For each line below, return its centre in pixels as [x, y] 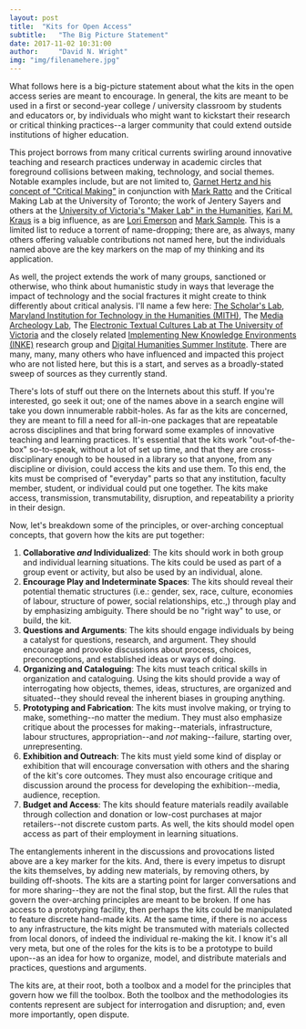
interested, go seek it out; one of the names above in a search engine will [147, 401]
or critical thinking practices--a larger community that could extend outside [151, 125]
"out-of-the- [272, 440]
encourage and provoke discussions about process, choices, [137, 650]
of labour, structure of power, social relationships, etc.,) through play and [159, 601]
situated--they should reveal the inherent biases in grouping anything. [153, 698]
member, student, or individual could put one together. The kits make [139, 488]
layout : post [34, 18]
